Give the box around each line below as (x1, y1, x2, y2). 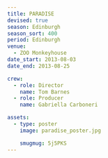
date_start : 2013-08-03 (7, 56, 77, 63)
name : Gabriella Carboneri (20, 101, 98, 109)
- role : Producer (13, 95, 64, 102)
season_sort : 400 (7, 29, 58, 37)
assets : (7, 114, 30, 121)
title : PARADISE (7, 10, 54, 18)
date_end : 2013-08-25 (7, 62, 70, 70)
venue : (7, 43, 26, 50)
